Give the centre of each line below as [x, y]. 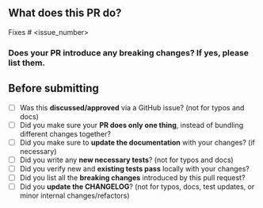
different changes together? [65, 133]
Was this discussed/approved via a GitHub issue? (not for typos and [132, 107]
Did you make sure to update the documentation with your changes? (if [137, 142]
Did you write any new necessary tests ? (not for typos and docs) [126, 160]
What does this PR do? [65, 13]
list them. [27, 63]
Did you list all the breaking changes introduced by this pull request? [132, 177]
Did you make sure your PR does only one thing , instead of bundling [131, 125]
